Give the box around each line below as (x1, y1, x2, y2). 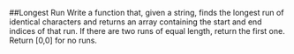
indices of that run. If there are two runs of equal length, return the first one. (9, 26, 285, 36)
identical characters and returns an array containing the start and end (9, 17, 262, 27)
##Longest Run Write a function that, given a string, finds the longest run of (9, 8, 284, 17)
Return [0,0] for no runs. (9, 35, 97, 45)
